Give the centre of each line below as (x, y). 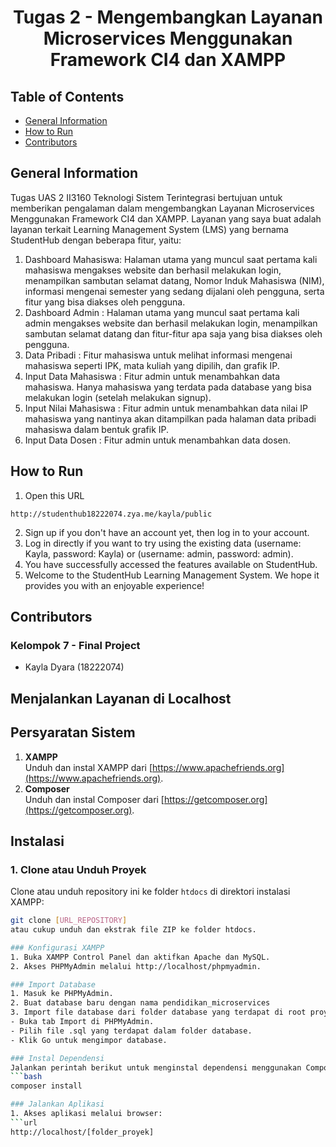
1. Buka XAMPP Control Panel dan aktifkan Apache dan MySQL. (140, 957)
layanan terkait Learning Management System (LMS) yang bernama (149, 229)
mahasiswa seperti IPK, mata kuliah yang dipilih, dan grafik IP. (152, 365)
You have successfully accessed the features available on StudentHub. (171, 564)
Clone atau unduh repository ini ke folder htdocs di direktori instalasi (150, 892)
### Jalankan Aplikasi (57, 1104)
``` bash (26, 1077)
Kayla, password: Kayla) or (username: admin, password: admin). (159, 553)
